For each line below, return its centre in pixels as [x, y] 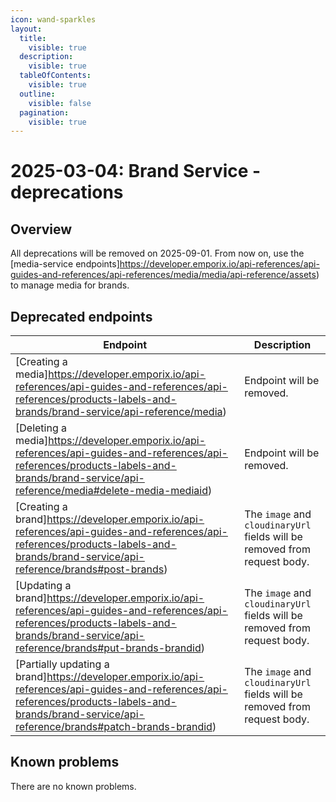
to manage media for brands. [70, 285]
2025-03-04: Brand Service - [136, 171]
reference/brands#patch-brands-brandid [114, 727]
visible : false [60, 103]
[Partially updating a [62, 664]
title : [33, 38]
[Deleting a [41, 428]
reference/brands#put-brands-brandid [108, 648]
